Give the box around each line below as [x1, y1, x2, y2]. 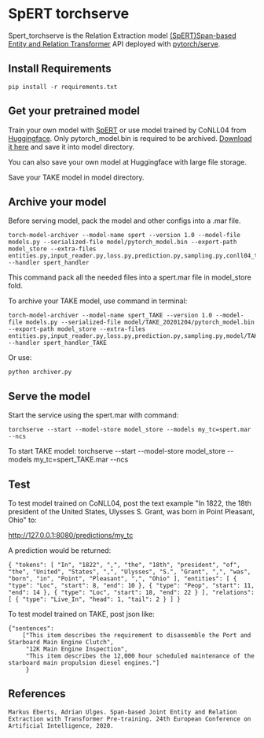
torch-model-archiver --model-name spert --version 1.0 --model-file [8, 232, 241, 239]
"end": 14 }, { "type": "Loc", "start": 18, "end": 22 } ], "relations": [8, 588, 255, 596]
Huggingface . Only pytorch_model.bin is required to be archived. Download [8, 133, 253, 143]
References [8, 687, 66, 701]
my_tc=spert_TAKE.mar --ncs [34, 454, 129, 465]
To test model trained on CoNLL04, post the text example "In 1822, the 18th [8, 499, 251, 508]
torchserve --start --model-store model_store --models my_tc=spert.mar [8, 426, 251, 434]
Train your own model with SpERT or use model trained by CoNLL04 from [8, 125, 247, 135]
